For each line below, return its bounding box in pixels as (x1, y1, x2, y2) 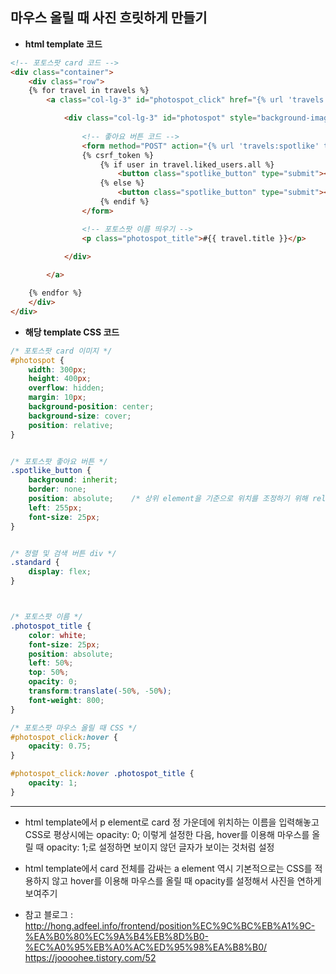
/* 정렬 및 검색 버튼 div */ (10, 548, 117, 558)
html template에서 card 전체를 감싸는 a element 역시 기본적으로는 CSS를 (24, 862, 313, 874)
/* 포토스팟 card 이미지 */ (10, 346, 113, 356)
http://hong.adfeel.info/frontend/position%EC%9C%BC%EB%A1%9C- (24, 919, 316, 932)
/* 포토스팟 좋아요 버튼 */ (10, 456, 108, 467)
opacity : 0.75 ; (28, 741, 92, 752)
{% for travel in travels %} (28, 86, 150, 96)
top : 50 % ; (28, 668, 70, 678)
